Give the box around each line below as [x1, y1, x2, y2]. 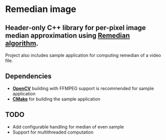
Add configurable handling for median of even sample [12, 123, 124, 129]
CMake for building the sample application [12, 96, 101, 102]
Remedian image [5, 3, 77, 15]
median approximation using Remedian [5, 31, 130, 39]
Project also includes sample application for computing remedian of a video [5, 52, 161, 58]
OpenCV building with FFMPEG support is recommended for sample [12, 85, 154, 91]
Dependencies [5, 72, 52, 80]
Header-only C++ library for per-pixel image [5, 23, 146, 32]
